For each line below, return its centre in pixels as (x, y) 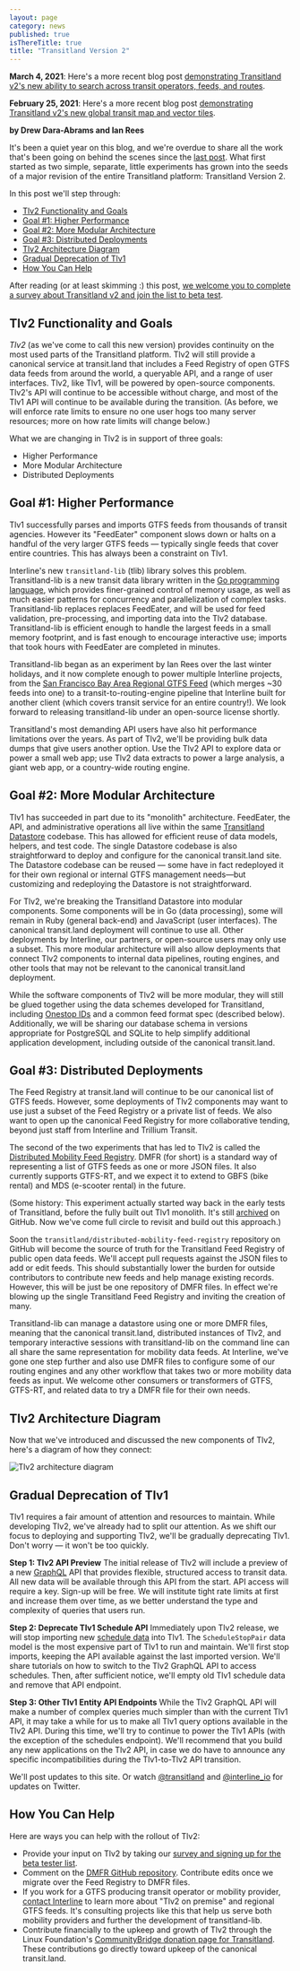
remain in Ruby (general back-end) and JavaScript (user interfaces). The (143, 920)
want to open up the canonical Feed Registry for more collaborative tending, (150, 1121)
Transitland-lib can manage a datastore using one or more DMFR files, (139, 1324)
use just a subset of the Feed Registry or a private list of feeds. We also (141, 1111)
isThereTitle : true (46, 43)
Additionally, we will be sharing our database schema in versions (129, 1023)
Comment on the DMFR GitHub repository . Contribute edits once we (148, 1872)
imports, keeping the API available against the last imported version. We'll (145, 1656)
